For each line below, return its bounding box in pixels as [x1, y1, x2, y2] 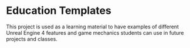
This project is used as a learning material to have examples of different [6, 23, 179, 30]
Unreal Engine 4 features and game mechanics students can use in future [6, 29, 184, 36]
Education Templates [6, 4, 111, 17]
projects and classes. [6, 35, 57, 42]
